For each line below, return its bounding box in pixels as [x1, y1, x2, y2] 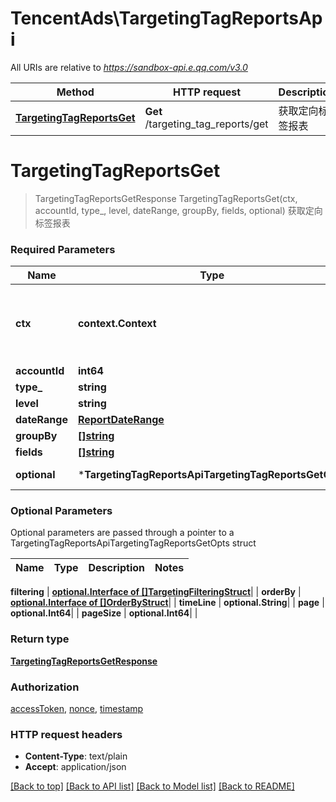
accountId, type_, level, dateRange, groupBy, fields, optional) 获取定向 [34, 204, 323, 216]
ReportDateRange [77, 413, 165, 427]
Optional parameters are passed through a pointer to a [10, 527, 235, 539]
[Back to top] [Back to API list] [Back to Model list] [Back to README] [10, 780, 295, 792]
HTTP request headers [10, 727, 123, 741]
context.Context [77, 317, 157, 331]
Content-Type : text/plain [24, 750, 128, 762]
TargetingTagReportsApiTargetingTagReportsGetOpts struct [10, 537, 257, 549]
